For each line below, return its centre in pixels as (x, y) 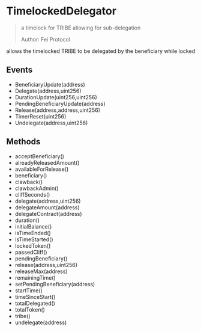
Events (19, 70)
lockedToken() (33, 245)
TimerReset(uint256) (40, 116)
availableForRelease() (42, 169)
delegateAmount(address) (47, 207)
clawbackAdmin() (37, 188)
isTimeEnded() (33, 233)
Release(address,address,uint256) (58, 110)
